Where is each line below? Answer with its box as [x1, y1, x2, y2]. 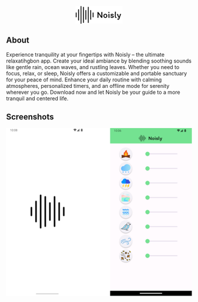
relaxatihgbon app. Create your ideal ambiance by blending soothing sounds [6, 57, 192, 64]
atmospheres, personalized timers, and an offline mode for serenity [6, 82, 170, 89]
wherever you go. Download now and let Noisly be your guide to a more [6, 88, 181, 96]
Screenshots [6, 112, 54, 122]
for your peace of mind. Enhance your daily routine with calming [6, 76, 162, 83]
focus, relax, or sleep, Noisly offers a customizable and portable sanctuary [6, 70, 187, 77]
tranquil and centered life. [6, 94, 69, 102]
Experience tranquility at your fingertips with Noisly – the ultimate [6, 51, 165, 58]
